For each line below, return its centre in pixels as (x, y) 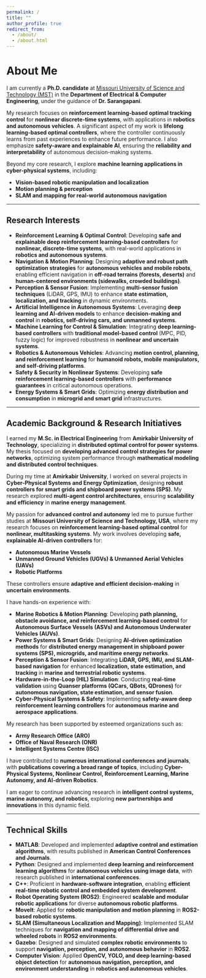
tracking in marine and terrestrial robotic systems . (81, 672)
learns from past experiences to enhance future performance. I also (92, 139)
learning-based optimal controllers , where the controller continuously (96, 132)
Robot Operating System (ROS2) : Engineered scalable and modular (102, 897)
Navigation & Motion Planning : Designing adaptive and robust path (101, 261)
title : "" (19, 18)
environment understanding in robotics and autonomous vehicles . (101, 969)
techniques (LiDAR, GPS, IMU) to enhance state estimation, (92, 294)
